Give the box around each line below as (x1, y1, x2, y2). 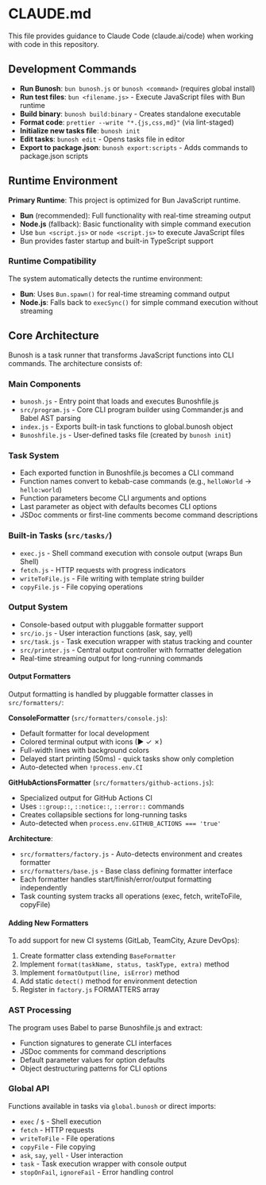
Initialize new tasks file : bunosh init (19, 125, 141, 135)
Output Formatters (8, 672, 71, 681)
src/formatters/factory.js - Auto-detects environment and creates (19, 849, 243, 859)
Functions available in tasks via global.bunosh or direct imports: (8, 1101, 217, 1110)
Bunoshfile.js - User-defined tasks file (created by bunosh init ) (19, 430, 232, 439)
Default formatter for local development (19, 728, 149, 739)
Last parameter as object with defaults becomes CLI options (19, 502, 218, 511)
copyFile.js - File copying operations (19, 581, 144, 592)
